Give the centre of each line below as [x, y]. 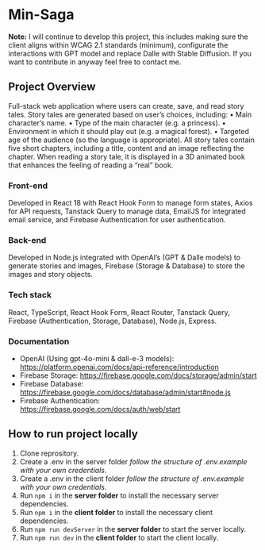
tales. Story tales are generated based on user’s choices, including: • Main [130, 114]
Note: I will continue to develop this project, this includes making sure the [128, 37]
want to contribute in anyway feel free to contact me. [95, 62]
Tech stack [30, 295]
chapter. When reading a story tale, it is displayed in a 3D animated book [127, 156]
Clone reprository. [49, 453]
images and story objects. [51, 275]
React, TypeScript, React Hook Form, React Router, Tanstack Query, [119, 312]
